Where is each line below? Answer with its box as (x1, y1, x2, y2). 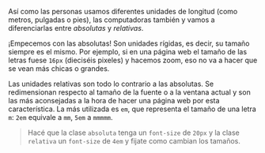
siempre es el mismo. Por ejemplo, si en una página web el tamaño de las (8, 47, 248, 56)
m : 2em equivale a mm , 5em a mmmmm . (8, 113, 113, 121)
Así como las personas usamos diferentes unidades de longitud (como (8, 7, 238, 16)
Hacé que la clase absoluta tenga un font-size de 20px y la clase (27, 128, 240, 137)
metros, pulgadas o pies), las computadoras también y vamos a (8, 15, 215, 24)
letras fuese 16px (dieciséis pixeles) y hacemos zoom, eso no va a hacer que (8, 55, 258, 65)
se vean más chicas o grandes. (8, 64, 110, 73)
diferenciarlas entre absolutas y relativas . (8, 24, 144, 32)
